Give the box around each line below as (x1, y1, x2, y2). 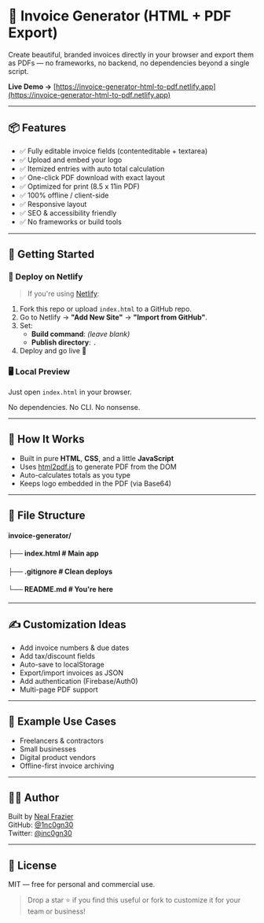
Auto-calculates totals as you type (19, 470, 131, 479)
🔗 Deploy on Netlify (8, 271, 83, 282)
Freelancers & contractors (19, 736, 104, 745)
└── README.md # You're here (8, 585, 114, 594)
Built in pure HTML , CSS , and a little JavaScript (19, 453, 174, 463)
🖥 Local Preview (8, 366, 71, 377)
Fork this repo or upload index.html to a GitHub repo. (19, 305, 192, 314)
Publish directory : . (31, 338, 97, 347)
